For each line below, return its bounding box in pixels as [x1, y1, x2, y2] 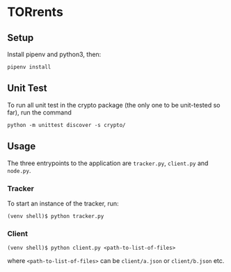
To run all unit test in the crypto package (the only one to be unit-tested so [7, 101, 221, 109]
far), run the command [7, 108, 72, 117]
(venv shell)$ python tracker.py [7, 212, 104, 219]
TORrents [7, 4, 64, 20]
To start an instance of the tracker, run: [7, 199, 120, 207]
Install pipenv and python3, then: [7, 50, 102, 58]
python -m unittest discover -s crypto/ [7, 121, 127, 128]
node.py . [7, 166, 31, 174]
